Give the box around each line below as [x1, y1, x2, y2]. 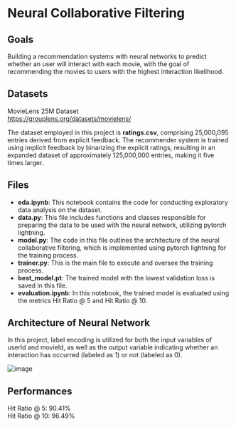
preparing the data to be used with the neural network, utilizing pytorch [17, 221, 227, 229]
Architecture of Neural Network [7, 317, 151, 329]
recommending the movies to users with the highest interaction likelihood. [7, 68, 224, 75]
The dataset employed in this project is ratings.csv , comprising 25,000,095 [7, 128, 229, 137]
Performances [7, 385, 73, 397]
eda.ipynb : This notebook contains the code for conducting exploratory [17, 198, 229, 206]
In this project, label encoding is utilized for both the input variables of [7, 336, 212, 344]
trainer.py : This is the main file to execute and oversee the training [17, 258, 213, 267]
